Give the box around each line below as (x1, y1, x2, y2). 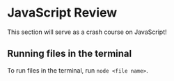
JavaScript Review (7, 5, 118, 21)
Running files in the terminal (7, 48, 132, 60)
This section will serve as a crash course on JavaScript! (7, 28, 167, 36)
